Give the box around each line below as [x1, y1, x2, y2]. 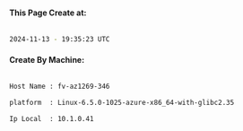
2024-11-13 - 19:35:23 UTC [9, 35, 110, 44]
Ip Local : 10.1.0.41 [9, 115, 94, 124]
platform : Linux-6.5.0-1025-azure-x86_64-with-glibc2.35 [9, 99, 235, 108]
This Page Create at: [9, 7, 87, 18]
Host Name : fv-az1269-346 [9, 82, 110, 92]
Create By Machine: [9, 54, 85, 65]
